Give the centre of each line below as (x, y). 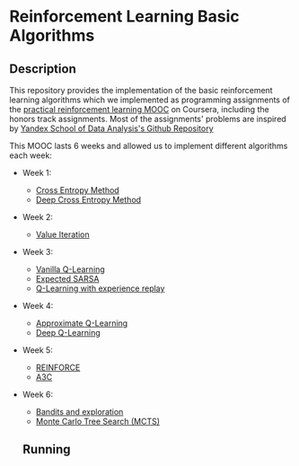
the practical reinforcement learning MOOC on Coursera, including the (139, 109)
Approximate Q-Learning (82, 323)
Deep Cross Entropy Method (88, 200)
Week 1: (37, 173)
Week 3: (38, 252)
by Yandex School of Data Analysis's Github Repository (111, 128)
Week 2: (38, 217)
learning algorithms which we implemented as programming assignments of (149, 100)
